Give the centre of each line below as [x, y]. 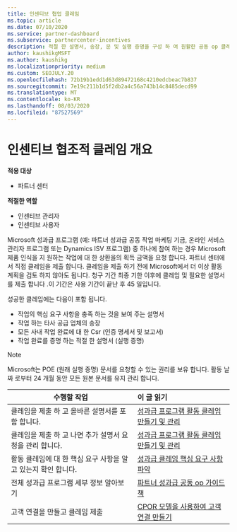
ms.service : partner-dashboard [53, 34]
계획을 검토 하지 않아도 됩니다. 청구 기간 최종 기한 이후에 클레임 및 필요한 [107, 275]
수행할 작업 [71, 397]
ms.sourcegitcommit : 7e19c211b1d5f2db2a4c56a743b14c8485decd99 [102, 86]
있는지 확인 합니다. [48, 469]
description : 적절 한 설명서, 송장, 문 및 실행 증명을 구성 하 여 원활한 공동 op [113, 47]
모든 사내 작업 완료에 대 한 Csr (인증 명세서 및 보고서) [90, 331]
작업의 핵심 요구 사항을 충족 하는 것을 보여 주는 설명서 [91, 314]
